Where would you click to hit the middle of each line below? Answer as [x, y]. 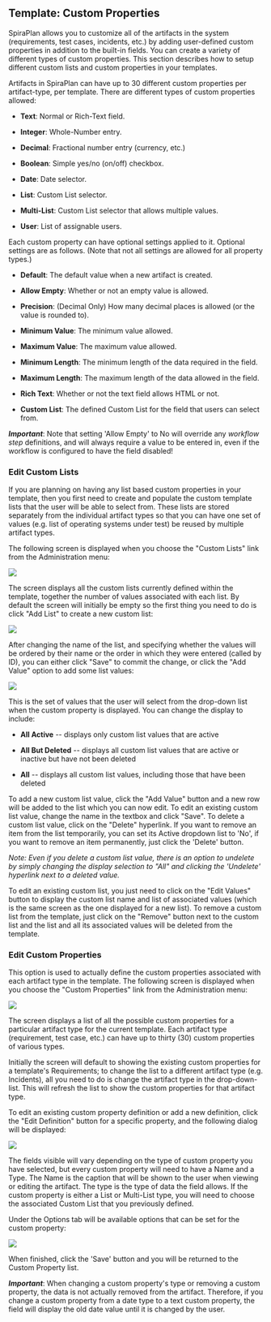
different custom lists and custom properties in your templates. [113, 67]
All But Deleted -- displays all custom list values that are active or [129, 751]
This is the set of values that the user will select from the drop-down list [128, 702]
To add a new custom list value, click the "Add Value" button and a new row [134, 799]
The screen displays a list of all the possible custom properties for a [121, 1021]
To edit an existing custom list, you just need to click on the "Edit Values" [130, 891]
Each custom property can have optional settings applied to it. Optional [127, 242]
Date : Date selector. [53, 179]
